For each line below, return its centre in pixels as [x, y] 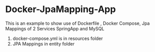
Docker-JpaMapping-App [60, 9]
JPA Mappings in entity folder [43, 43]
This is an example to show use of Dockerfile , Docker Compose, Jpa [77, 23]
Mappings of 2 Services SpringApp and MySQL [55, 28]
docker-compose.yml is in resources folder [58, 38]
